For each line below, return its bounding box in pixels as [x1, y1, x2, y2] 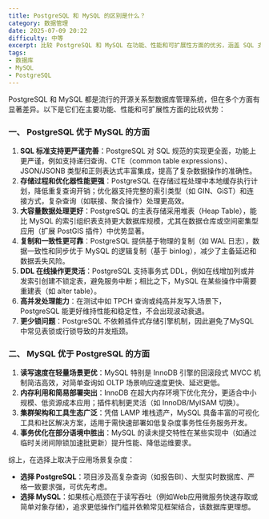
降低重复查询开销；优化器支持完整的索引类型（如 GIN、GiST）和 [34, 186, 247, 195]
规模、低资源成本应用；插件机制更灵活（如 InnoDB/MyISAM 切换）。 [19, 398, 244, 408]
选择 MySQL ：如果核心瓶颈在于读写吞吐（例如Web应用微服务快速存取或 [19, 492, 259, 501]
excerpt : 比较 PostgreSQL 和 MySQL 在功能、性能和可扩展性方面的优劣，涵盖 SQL [8, 42, 255, 50]
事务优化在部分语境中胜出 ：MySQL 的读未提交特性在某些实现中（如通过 [19, 428, 257, 437]
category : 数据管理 [8, 19, 69, 27]
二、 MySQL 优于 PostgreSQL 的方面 [8, 348, 151, 359]
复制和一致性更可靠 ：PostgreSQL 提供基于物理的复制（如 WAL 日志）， [19, 235, 253, 245]
